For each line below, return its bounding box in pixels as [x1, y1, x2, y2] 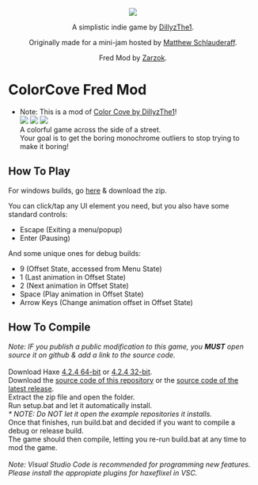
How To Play [8, 165, 71, 178]
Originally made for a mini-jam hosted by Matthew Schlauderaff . [28, 38, 237, 47]
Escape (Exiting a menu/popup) [19, 224, 123, 234]
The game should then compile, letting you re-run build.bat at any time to [8, 434, 247, 444]
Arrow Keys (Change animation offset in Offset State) [19, 297, 193, 307]
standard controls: [8, 209, 68, 219]
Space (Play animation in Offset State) [19, 289, 144, 299]
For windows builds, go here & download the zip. [8, 185, 168, 195]
